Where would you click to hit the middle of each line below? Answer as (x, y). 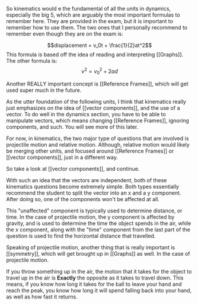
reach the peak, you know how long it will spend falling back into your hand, (99, 291)
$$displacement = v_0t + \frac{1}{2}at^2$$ (100, 45)
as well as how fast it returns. (42, 297)
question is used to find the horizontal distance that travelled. (81, 236)
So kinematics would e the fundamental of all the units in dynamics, (88, 9)
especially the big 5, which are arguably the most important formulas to (93, 15)
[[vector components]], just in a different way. (62, 157)
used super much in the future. (44, 90)
